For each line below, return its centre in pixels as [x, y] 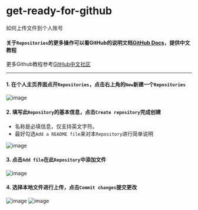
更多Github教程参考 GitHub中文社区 [49, 64]
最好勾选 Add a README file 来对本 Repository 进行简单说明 [84, 133]
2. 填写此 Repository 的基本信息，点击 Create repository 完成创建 [83, 112]
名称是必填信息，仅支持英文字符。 [56, 126]
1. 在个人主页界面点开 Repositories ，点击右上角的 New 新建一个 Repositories [96, 84]
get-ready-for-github [59, 11]
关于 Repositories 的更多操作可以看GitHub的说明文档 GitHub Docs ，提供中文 [98, 42]
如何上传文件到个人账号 [34, 28]
